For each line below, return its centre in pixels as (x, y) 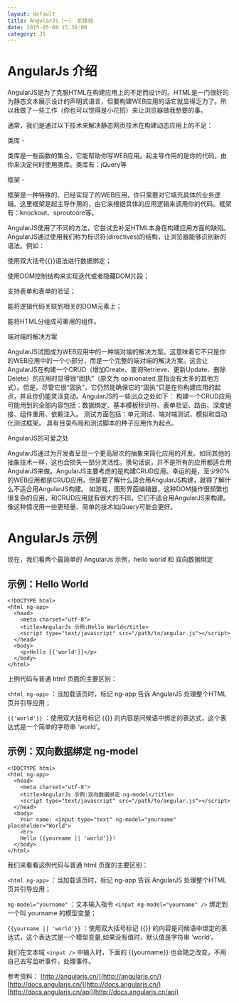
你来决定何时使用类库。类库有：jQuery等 (67, 165)
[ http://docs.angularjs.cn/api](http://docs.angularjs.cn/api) (93, 992)
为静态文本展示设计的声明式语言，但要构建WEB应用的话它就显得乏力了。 (114, 101)
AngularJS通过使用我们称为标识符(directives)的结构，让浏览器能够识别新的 (117, 237)
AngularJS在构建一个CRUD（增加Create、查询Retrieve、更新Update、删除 (117, 370)
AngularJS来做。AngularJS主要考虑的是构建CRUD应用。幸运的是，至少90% (119, 471)
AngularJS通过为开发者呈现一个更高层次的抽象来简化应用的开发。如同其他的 (119, 453)
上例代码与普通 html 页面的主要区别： (62, 679)
